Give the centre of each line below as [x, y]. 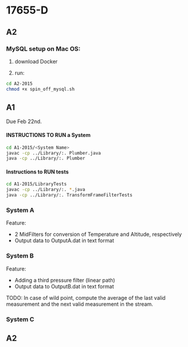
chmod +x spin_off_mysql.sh [41, 89]
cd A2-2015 [19, 84]
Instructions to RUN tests [38, 172]
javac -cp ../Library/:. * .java [46, 190]
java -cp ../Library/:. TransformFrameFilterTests [69, 195]
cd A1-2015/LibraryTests [36, 184]
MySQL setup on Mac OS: [43, 49]
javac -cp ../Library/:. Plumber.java [53, 153]
